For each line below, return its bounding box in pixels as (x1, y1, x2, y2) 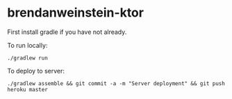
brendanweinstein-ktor (7, 5, 144, 21)
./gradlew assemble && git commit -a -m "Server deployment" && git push (7, 80, 226, 87)
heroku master (7, 86, 49, 93)
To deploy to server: (7, 66, 65, 75)
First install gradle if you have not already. (7, 28, 127, 36)
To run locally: (7, 41, 48, 49)
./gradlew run (7, 54, 49, 62)
